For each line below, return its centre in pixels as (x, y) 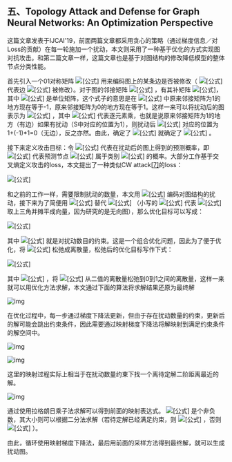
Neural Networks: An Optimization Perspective (110, 23)
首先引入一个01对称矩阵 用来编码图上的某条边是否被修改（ (103, 81)
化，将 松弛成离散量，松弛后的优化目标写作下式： (90, 249)
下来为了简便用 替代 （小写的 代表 (111, 202)
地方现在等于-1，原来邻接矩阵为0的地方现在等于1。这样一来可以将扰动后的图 (116, 107)
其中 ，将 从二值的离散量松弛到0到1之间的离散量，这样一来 (116, 278)
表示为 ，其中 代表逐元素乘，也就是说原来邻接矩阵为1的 (111, 115)
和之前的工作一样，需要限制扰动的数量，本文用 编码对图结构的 (108, 194)
